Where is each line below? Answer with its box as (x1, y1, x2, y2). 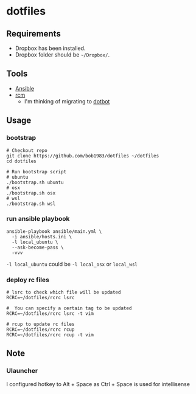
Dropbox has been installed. (15, 44, 86, 52)
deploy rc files (6, 275, 50, 284)
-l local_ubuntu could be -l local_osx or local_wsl (6, 260, 138, 268)
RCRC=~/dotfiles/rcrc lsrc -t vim (6, 311, 94, 317)
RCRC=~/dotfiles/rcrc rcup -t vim (6, 332, 94, 338)
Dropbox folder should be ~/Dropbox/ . (15, 51, 110, 58)
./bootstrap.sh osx (6, 190, 56, 196)
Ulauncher (6, 367, 38, 375)
